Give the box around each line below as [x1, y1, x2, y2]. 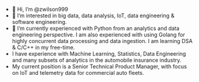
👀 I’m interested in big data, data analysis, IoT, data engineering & [11, 12, 175, 19]
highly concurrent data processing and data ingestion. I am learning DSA [11, 38, 193, 44]
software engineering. [11, 19, 68, 25]
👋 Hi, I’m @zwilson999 [11, 6, 68, 13]
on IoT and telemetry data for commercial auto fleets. [11, 69, 145, 76]
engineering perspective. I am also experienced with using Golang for [11, 31, 185, 38]
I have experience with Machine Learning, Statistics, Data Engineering [11, 50, 186, 57]
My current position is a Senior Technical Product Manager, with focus [11, 63, 187, 70]
